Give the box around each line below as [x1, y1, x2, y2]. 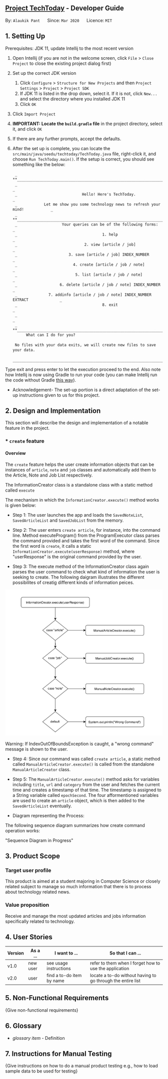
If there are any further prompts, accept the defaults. [12, 136, 121, 142]
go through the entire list [89, 978, 141, 984]
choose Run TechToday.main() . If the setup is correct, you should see [12, 156, 154, 162]
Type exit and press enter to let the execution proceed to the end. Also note [5, 366, 161, 372]
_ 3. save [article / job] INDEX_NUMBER [14, 252, 149, 257]
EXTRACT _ [12, 297, 62, 302]
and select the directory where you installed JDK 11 [19, 95, 125, 102]
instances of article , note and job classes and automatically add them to [5, 466, 156, 472]
